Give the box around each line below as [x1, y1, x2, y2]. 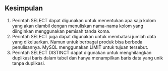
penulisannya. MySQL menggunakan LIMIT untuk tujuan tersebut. [12, 44, 148, 50]
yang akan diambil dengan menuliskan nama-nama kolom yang [12, 23, 143, 29]
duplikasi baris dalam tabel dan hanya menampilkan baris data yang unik [12, 55, 163, 61]
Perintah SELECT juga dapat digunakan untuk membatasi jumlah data [12, 33, 156, 39]
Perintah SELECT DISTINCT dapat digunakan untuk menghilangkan [12, 49, 152, 55]
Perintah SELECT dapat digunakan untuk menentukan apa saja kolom [12, 17, 156, 23]
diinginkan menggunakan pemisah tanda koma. [12, 28, 110, 34]
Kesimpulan [5, 4, 43, 13]
